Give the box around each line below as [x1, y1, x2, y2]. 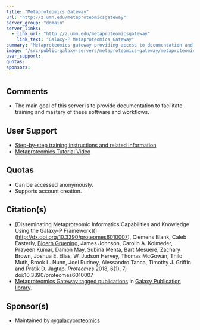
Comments [6, 86, 48, 96]
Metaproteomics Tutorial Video [14, 148, 91, 155]
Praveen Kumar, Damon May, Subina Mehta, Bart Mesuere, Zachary [14, 246, 180, 253]
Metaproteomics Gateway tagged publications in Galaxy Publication [14, 277, 182, 285]
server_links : [6, 25, 42, 32]
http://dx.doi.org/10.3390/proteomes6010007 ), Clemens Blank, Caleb [17, 233, 187, 240]
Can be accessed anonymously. [14, 181, 93, 188]
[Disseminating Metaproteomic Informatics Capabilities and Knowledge [14, 220, 189, 227]
